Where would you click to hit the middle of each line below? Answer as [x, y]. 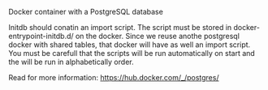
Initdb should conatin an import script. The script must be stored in [120, 27]
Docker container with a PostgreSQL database [86, 12]
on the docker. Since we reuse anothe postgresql [157, 36]
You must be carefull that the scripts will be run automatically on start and [132, 53]
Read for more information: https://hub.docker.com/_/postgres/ [114, 77]
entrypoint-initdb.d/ [41, 36]
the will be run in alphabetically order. [71, 62]
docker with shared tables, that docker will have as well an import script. [130, 45]
